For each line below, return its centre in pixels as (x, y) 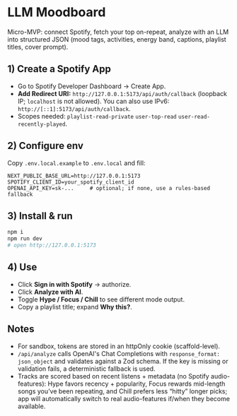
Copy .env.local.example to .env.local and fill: (76, 162)
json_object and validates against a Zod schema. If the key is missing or (123, 361)
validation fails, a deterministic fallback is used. (86, 369)
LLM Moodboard (57, 12)
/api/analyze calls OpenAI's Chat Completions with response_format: (119, 353)
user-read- (194, 117)
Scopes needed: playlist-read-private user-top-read (97, 116)
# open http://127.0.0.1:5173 (52, 245)
